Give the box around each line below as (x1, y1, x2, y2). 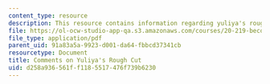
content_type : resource (8, 11, 88, 20)
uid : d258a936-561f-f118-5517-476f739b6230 (8, 64, 157, 72)
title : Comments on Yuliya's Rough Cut (8, 57, 142, 65)
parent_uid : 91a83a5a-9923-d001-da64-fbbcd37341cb (8, 42, 182, 50)
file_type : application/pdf (8, 34, 103, 42)
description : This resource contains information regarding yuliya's (8, 19, 247, 27)
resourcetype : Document (8, 49, 88, 57)
